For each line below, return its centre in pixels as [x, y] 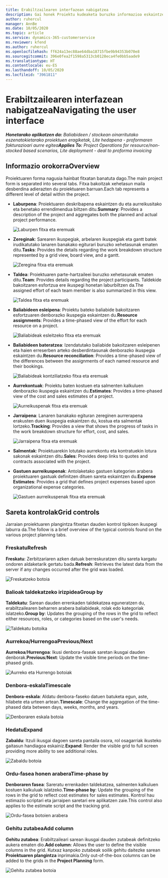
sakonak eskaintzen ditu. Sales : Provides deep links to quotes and [80, 456]
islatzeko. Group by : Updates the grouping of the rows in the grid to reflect [82, 614]
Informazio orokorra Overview [53, 166]
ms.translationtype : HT [30, 61]
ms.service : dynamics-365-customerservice [50, 38]
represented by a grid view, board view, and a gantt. [66, 255]
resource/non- [145, 145]
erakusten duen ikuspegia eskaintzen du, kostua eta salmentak [78, 421]
